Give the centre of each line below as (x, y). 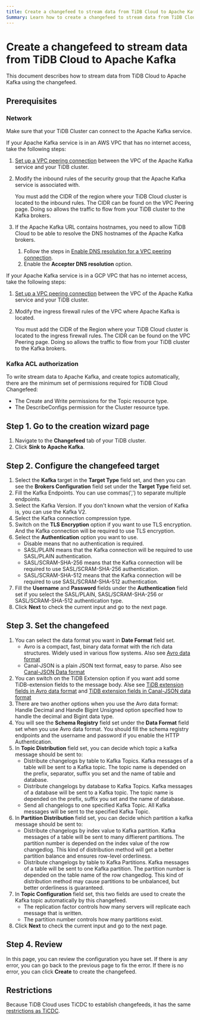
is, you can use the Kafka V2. (51, 512)
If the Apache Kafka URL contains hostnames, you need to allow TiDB (100, 227)
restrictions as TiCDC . (33, 1011)
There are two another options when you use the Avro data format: (96, 703)
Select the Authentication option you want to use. (76, 537)
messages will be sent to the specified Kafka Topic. (87, 811)
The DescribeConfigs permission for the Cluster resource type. (92, 407)
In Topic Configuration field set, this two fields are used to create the (100, 894)
